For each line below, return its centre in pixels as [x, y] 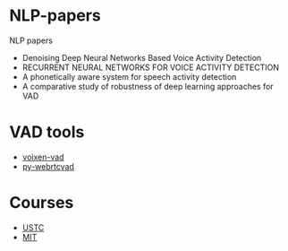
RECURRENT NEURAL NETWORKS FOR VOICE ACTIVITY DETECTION [151, 67]
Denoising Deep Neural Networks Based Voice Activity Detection [142, 57]
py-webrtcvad [48, 166]
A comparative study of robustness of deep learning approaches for [148, 86]
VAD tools [47, 132]
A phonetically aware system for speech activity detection [129, 76]
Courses [42, 203]
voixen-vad [43, 157]
